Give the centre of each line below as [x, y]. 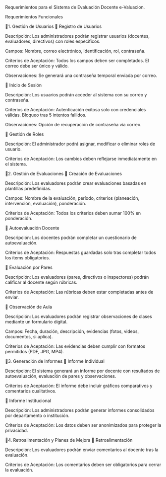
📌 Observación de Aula [28, 307]
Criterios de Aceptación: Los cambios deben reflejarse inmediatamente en [81, 159]
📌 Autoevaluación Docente [32, 228]
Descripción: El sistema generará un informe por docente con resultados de [83, 371]
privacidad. [17, 430]
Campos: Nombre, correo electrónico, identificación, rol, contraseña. [75, 51]
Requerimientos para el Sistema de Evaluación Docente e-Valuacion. [75, 7]
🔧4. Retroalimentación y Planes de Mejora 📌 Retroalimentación [69, 440]
